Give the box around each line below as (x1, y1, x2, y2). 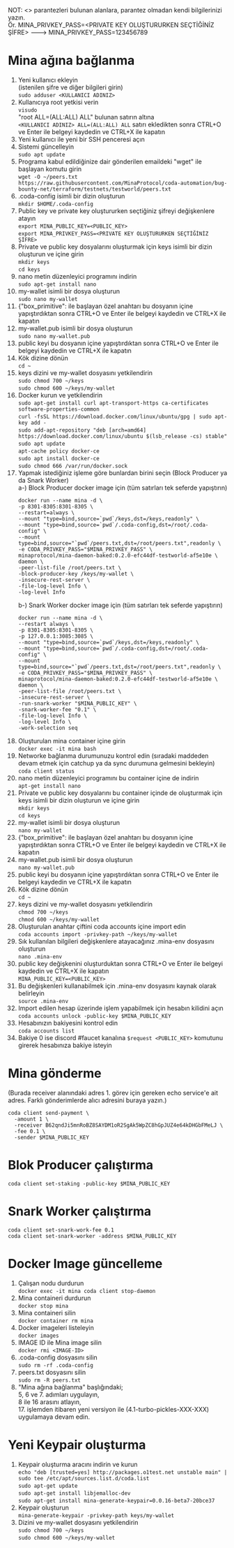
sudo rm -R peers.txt (17, 1376, 81, 1384)
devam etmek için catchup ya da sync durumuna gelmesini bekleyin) (17, 759, 215, 767)
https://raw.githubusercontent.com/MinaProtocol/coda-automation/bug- (17, 180, 228, 187)
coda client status (17, 768, 75, 775)
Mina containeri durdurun (17, 1294, 91, 1302)
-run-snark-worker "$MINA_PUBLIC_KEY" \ (17, 700, 137, 707)
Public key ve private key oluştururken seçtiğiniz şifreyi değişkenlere (17, 206, 215, 215)
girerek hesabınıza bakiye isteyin (17, 1041, 112, 1049)
